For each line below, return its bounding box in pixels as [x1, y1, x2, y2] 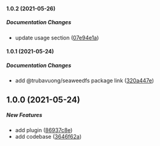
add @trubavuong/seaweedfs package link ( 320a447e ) [15, 77, 154, 84]
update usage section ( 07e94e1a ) [15, 34, 99, 41]
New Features [6, 111, 43, 119]
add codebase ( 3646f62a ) [15, 133, 82, 141]
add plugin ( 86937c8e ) [15, 127, 73, 134]
